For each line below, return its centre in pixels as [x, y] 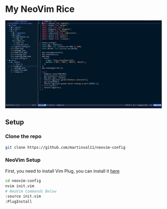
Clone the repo [23, 136]
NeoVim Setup [23, 160]
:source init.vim [23, 197]
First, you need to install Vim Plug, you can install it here [62, 171]
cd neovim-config [23, 181]
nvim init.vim [20, 186]
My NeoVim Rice [40, 9]
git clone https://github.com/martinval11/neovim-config [65, 147]
